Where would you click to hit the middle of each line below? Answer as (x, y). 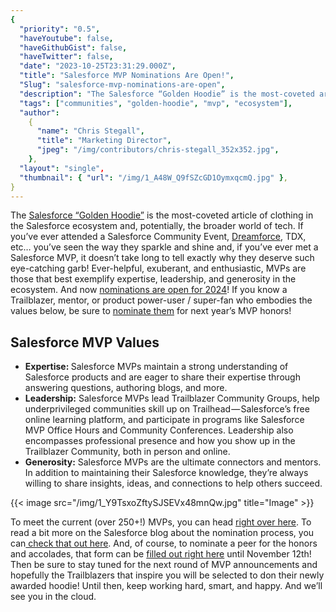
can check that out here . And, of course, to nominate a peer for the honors (164, 543)
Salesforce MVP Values (85, 342)
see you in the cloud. (53, 597)
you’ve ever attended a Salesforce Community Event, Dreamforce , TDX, (158, 237)
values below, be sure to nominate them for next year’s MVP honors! (151, 311)
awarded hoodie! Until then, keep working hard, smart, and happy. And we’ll (166, 586)
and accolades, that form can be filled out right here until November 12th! (161, 554)
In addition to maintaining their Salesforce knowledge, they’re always (166, 473)
